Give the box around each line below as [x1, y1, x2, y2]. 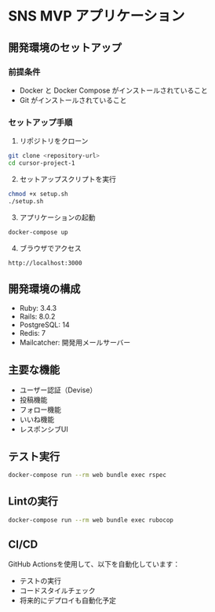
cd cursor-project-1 [8, 159, 76, 167]
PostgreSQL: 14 [19, 320, 70, 330]
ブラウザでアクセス [19, 243, 82, 253]
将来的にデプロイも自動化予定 [19, 596, 116, 605]
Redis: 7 [19, 329, 46, 338]
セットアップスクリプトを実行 [19, 174, 116, 184]
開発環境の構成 [8, 282, 81, 295]
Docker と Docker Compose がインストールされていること [19, 86, 208, 95]
